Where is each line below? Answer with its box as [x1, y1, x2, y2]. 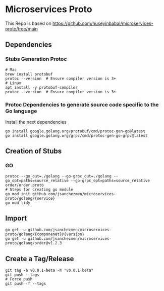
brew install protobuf [5, 71, 53, 77]
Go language [5, 107, 37, 115]
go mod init [5, 191, 30, 196]
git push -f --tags [5, 281, 46, 286]
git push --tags [5, 272, 39, 277]
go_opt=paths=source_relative [5, 178, 69, 183]
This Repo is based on [5, 20, 51, 26]
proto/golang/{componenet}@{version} [5, 232, 85, 237]
